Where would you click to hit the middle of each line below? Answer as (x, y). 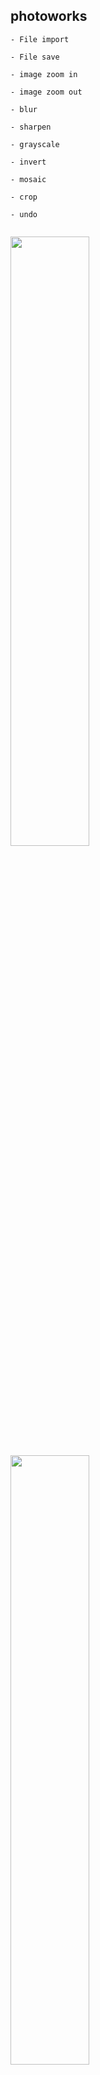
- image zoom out (46, 92)
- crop (24, 197)
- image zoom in (44, 74)
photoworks (49, 16)
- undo (24, 214)
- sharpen (31, 127)
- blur (24, 109)
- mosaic (28, 179)
